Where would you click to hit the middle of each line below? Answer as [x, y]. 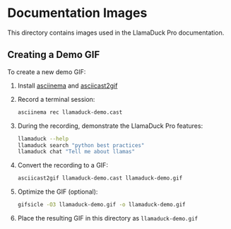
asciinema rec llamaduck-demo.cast [70, 112]
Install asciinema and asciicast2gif [67, 86]
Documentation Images [77, 13]
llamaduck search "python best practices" [81, 145]
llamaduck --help [43, 139]
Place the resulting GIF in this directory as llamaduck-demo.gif [108, 218]
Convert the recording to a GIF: [63, 165]
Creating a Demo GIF [54, 55]
